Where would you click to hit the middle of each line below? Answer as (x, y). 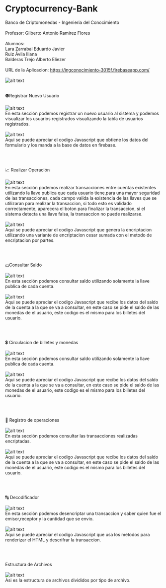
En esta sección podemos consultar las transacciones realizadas (72, 436)
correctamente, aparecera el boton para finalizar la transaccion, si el (75, 209)
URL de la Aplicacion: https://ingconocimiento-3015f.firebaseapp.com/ (78, 70)
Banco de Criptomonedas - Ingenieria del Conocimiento (62, 22)
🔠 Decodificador (22, 497)
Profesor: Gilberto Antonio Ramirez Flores (48, 33)
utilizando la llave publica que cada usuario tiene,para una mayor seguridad (83, 193)
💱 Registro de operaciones (32, 420)
